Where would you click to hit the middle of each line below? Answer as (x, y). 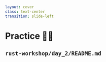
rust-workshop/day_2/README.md (53, 53)
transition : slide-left (30, 16)
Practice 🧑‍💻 (29, 36)
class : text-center (25, 12)
